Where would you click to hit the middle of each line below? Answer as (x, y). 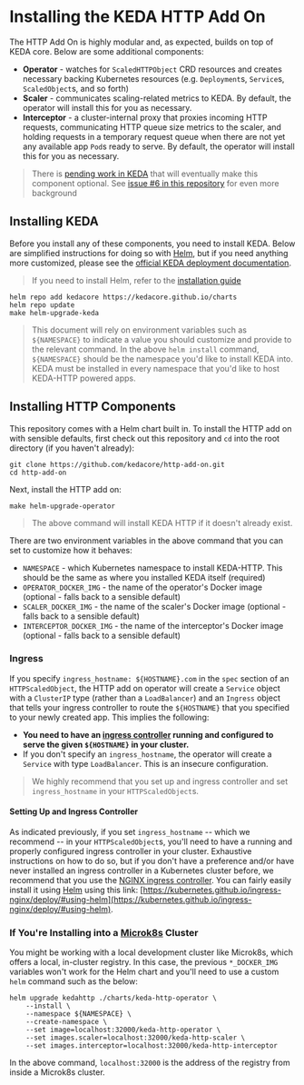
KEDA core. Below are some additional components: (107, 51)
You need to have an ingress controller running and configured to (148, 734)
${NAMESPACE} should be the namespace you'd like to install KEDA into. (162, 358)
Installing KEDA (54, 221)
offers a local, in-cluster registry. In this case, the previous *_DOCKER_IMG (144, 962)
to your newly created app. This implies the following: (109, 717)
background (54, 193)
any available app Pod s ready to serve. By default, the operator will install (158, 146)
